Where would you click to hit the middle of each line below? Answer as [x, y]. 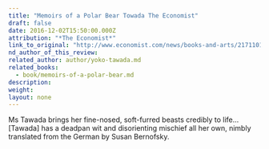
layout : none [30, 97]
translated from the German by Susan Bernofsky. [89, 137]
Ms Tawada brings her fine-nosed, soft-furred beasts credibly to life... [124, 120]
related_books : [34, 68]
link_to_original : [39, 45]
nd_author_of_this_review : [53, 53]
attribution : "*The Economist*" [62, 38]
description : [30, 82]
